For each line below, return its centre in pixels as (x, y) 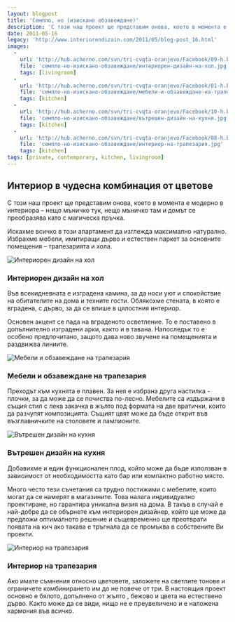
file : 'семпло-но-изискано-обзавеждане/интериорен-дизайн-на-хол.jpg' (125, 66)
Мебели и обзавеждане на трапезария (77, 376)
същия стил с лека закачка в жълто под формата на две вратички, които (116, 406)
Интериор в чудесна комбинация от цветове (110, 186)
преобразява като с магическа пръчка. (66, 218)
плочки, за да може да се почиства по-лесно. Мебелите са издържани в (116, 399)
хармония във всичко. (41, 611)
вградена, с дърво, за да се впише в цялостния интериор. (94, 308)
